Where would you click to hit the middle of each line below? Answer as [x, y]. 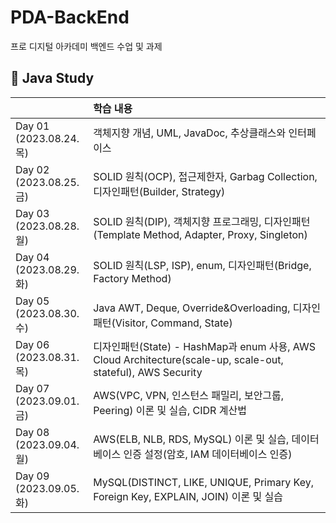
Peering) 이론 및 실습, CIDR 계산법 [170, 410]
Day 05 [32, 301]
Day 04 [32, 257]
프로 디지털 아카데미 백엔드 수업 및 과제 [86, 46]
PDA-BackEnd [70, 17]
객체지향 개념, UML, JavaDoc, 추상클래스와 [190, 133]
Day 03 [32, 213]
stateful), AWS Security [148, 372]
